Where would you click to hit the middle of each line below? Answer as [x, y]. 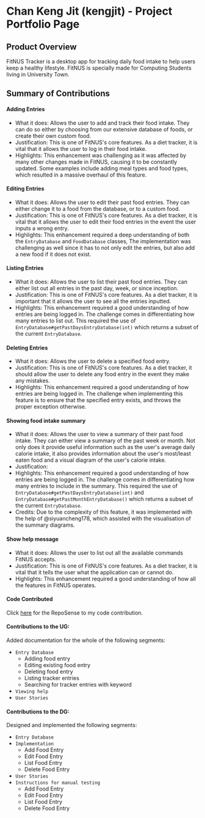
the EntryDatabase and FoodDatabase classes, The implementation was [103, 241]
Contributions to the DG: [38, 711]
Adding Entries [26, 109]
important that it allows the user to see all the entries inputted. [93, 301]
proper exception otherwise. [51, 407]
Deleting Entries [27, 348]
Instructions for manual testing [58, 783]
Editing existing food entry [57, 665]
